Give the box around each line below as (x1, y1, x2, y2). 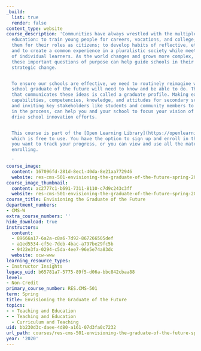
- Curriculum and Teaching (11, 319, 79, 325)
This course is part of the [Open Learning (11, 130, 121, 136)
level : (6, 274, 23, 280)
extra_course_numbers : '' (6, 213, 71, 219)
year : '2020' (6, 336, 39, 342)
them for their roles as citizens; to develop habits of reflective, (11, 43, 188, 49)
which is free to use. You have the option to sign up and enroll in (11, 135, 188, 141)
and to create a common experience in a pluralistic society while (11, 48, 184, 54)
